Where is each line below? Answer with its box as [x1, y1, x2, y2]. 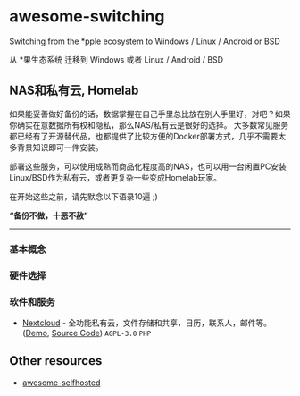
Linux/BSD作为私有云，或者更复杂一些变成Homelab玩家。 [9, 172, 221, 182]
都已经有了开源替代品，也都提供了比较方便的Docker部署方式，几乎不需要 [9, 131, 279, 141]
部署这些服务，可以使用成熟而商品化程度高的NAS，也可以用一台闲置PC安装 [9, 161, 287, 172]
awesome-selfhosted [21, 377, 101, 388]
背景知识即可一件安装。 [16, 141, 104, 153]
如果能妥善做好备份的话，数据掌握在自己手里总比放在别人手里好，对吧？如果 [9, 108, 291, 119]
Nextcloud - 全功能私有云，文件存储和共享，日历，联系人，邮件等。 [21, 317, 272, 328]
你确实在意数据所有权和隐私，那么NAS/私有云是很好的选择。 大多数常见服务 [9, 119, 289, 131]
